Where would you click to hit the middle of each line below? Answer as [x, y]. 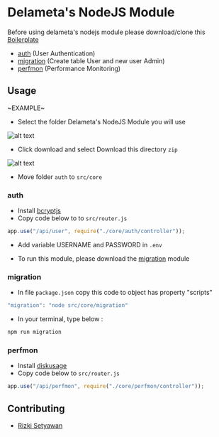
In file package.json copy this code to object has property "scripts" [115, 293]
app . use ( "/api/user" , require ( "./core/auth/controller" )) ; [96, 232]
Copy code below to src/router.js [69, 373]
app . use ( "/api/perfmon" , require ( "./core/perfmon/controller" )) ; [106, 387]
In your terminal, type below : [60, 319]
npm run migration [34, 332]
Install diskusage [42, 366]
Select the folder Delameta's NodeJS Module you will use [102, 122]
